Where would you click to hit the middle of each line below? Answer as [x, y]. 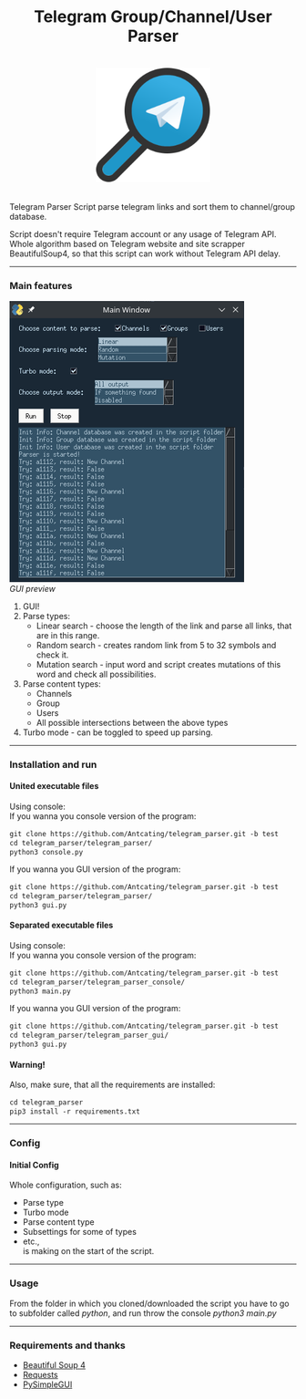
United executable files [54, 786]
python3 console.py [46, 852]
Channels [54, 693]
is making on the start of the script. [88, 1251]
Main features [41, 286]
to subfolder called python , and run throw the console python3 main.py [143, 1313]
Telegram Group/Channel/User [153, 17]
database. [28, 217]
